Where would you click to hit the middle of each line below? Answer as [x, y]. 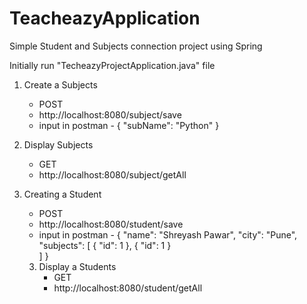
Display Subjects [58, 144]
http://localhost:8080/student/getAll [128, 288]
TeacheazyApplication [105, 18]
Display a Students [77, 266]
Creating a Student [62, 194]
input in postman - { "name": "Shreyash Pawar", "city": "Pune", [168, 234]
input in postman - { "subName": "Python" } [129, 125]
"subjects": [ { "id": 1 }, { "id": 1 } [105, 245]
